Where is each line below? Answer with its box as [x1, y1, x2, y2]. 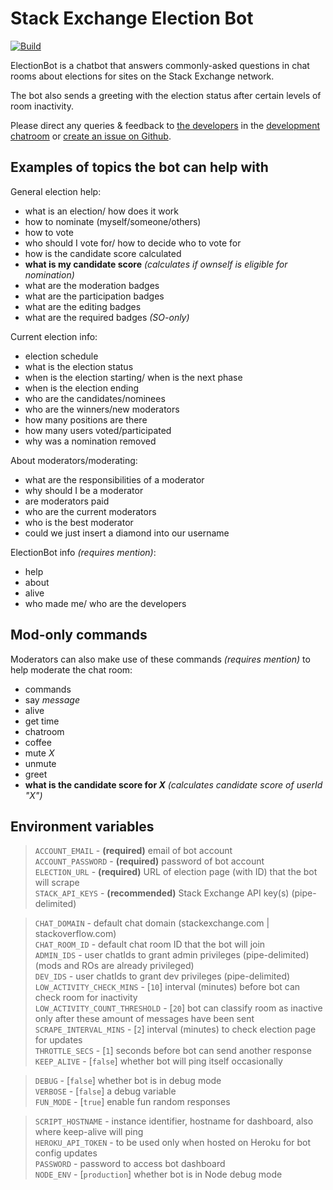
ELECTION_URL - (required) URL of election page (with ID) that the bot [34, 866, 318, 878]
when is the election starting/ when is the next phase [24, 371, 243, 383]
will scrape [34, 877, 80, 889]
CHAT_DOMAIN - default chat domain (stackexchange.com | [34, 917, 270, 929]
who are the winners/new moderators [24, 403, 180, 415]
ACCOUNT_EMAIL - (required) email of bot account [34, 845, 233, 857]
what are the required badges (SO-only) [24, 311, 190, 323]
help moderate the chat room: [10, 663, 133, 676]
